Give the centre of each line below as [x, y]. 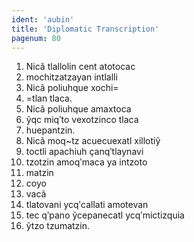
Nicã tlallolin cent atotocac [80, 67]
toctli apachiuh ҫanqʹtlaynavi [84, 152]
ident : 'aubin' [43, 19]
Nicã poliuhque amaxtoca [78, 109]
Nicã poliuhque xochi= [72, 88]
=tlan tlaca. [49, 98]
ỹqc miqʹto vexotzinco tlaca [82, 120]
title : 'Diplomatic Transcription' [85, 29]
